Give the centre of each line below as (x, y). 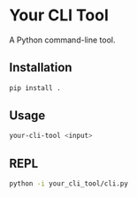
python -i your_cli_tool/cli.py (68, 184)
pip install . (35, 88)
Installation (41, 68)
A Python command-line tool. (62, 40)
